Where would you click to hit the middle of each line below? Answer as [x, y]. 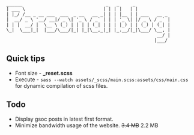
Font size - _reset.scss [44, 73]
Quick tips [26, 59]
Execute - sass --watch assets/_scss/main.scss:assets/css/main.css [102, 79]
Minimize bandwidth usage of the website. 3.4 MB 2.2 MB [86, 125]
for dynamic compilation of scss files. [61, 85]
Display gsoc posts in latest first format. [64, 119]
